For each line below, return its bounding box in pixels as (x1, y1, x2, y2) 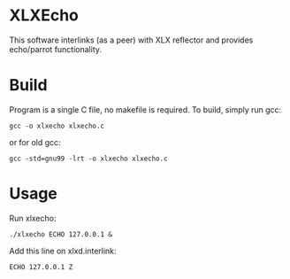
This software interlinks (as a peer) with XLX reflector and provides (9, 35, 254, 45)
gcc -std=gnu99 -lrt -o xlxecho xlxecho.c (9, 154, 168, 163)
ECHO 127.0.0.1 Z (9, 262, 73, 271)
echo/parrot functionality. (9, 43, 103, 54)
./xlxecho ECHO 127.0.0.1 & (9, 229, 113, 239)
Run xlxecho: (9, 213, 57, 223)
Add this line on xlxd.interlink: (9, 245, 117, 256)
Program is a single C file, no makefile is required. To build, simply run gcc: (9, 104, 282, 115)
